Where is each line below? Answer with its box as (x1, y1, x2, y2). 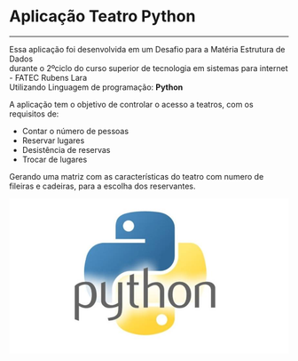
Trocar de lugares (21, 154, 88, 164)
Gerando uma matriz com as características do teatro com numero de (9, 171, 264, 181)
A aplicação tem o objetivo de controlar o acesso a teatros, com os (9, 99, 255, 109)
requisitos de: (9, 108, 59, 119)
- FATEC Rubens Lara (9, 72, 87, 83)
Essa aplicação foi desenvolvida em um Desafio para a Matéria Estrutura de (9, 44, 286, 54)
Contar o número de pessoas (21, 125, 129, 136)
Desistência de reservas (21, 144, 111, 155)
